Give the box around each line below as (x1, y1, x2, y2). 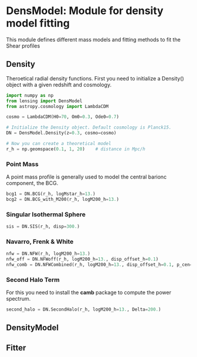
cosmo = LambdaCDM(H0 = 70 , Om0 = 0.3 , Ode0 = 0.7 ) (6, 114, 119, 120)
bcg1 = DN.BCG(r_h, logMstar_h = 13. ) (6, 191, 96, 197)
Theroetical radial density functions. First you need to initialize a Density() (6, 75, 185, 82)
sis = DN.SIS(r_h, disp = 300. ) (6, 224, 80, 230)
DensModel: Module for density (6, 4, 164, 18)
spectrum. (6, 295, 31, 302)
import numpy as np (6, 92, 54, 98)
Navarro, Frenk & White (6, 237, 74, 245)
